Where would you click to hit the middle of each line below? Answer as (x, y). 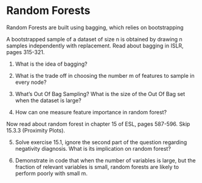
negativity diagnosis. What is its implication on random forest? (93, 148)
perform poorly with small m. (51, 173)
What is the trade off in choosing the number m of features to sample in (105, 75)
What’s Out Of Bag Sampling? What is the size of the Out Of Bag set (100, 94)
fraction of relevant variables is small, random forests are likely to (97, 167)
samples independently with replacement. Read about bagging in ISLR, (95, 46)
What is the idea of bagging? (51, 64)
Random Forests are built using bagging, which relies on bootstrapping (95, 27)
